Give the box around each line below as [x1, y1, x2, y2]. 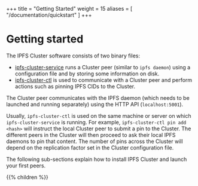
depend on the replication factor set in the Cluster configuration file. [6, 144, 174, 151]
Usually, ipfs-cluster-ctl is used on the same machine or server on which [6, 112, 191, 119]
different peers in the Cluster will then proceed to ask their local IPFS [6, 131, 176, 138]
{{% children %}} [6, 173, 49, 181]
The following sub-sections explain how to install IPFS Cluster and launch [6, 155, 187, 163]
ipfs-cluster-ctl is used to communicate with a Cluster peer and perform [14, 76, 193, 83]
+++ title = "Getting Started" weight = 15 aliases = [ [6, 5, 133, 12]
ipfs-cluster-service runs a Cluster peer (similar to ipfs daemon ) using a [14, 63, 191, 71]
